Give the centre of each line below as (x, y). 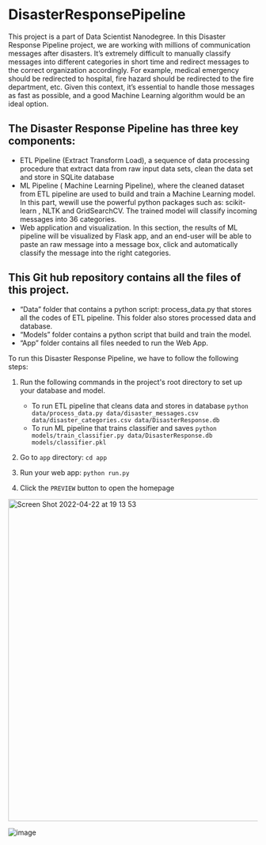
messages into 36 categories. (68, 219)
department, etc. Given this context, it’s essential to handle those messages (131, 87)
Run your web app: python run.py (74, 472)
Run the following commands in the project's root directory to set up (131, 382)
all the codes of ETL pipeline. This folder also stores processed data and (137, 318)
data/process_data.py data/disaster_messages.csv (115, 413)
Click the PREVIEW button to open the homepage (97, 488)
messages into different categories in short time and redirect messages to (129, 62)
